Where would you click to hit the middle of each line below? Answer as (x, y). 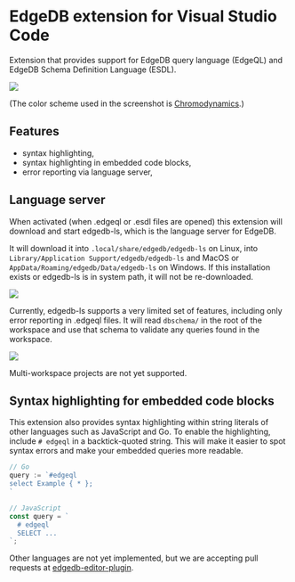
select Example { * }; (51, 484)
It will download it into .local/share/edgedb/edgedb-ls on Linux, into (134, 248)
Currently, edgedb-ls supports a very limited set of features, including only (146, 310)
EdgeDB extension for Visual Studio (144, 16)
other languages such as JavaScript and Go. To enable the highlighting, (140, 432)
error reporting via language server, (87, 172)
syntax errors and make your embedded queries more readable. (126, 451)
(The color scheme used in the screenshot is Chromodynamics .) (127, 103)
